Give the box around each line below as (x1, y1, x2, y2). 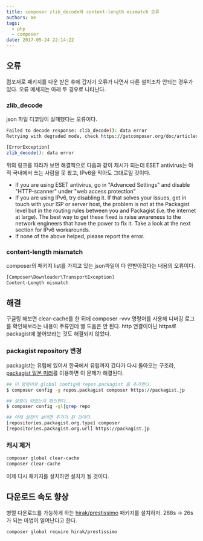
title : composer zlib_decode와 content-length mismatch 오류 (6, 8, 160, 15)
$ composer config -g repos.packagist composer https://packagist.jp (6, 387, 185, 393)
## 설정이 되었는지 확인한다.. (6, 398, 71, 404)
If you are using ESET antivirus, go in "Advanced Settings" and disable (14, 181, 190, 188)
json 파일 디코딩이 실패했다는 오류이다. (6, 115, 98, 123)
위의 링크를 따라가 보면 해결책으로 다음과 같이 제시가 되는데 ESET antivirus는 (6, 161, 187, 169)
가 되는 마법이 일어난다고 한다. (6, 516, 77, 523)
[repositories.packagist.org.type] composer (6, 420, 120, 426)
